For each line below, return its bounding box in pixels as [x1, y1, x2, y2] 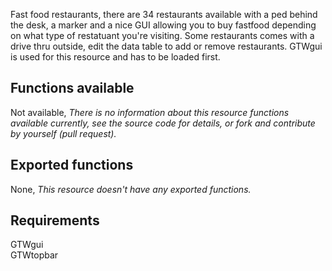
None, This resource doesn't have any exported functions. [10, 183, 252, 195]
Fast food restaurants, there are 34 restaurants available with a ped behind [10, 9, 318, 20]
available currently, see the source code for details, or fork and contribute [10, 117, 316, 129]
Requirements [10, 212, 100, 229]
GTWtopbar [10, 249, 59, 261]
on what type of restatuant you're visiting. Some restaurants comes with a [10, 30, 315, 41]
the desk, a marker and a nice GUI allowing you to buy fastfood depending [10, 19, 317, 31]
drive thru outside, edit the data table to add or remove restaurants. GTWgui [10, 40, 323, 52]
